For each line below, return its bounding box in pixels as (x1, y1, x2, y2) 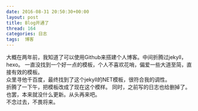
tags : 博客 (6, 36, 34, 42)
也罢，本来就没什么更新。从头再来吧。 (6, 91, 100, 98)
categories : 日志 (6, 31, 48, 37)
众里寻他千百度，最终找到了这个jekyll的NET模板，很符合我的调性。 (6, 76, 171, 83)
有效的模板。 (11, 69, 43, 75)
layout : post (6, 14, 39, 20)
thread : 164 (6, 25, 36, 32)
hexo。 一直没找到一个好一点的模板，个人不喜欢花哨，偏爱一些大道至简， (6, 61, 187, 68)
